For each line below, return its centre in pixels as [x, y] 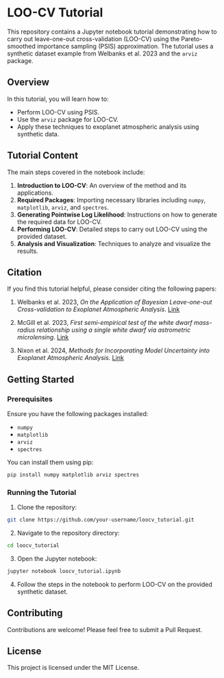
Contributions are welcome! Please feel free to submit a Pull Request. [105, 629]
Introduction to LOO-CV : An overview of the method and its [102, 185]
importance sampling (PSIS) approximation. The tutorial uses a [125, 46]
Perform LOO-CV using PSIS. [58, 112]
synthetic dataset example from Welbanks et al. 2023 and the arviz [102, 53]
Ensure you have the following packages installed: [78, 414]
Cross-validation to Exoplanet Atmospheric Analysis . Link [98, 309]
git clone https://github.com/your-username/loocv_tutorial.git [101, 520]
